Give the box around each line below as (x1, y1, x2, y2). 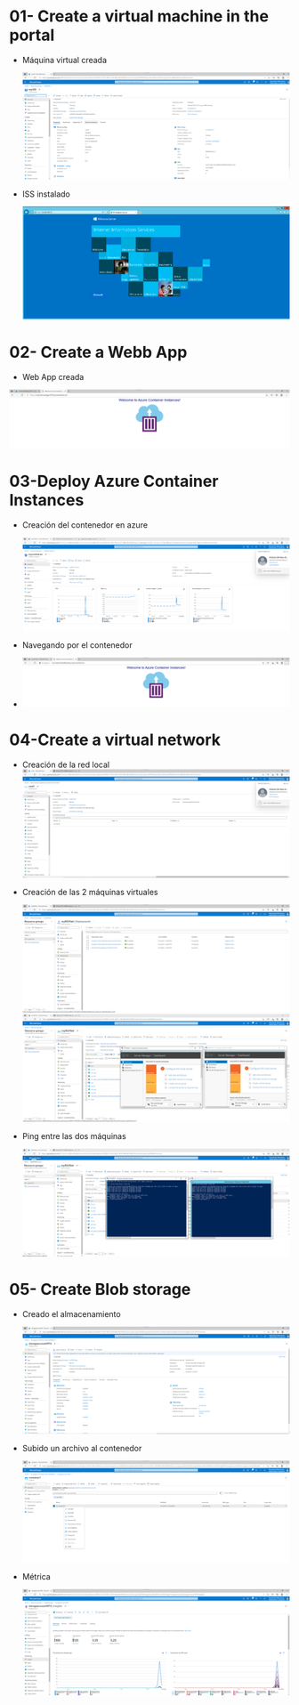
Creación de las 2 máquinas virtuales (21, 886, 158, 897)
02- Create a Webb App (9, 343, 188, 362)
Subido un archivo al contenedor (21, 1443, 142, 1454)
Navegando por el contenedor (21, 639, 133, 650)
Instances (9, 490, 85, 511)
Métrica (21, 1571, 51, 1581)
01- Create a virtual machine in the (9, 6, 270, 27)
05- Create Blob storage (9, 1280, 191, 1300)
